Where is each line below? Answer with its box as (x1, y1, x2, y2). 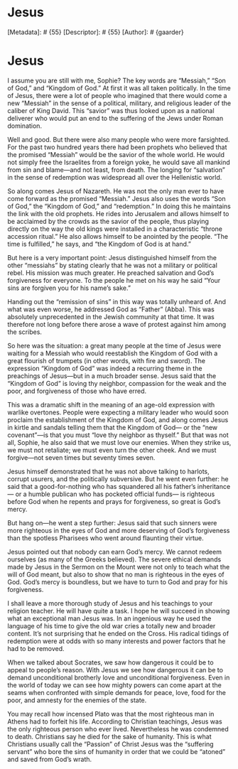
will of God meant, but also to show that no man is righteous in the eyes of (7, 570, 225, 579)
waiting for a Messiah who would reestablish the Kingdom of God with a (7, 349, 218, 357)
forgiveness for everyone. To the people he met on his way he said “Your (7, 276, 221, 284)
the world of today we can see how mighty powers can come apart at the (7, 680, 222, 689)
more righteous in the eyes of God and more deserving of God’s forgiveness (7, 526, 230, 534)
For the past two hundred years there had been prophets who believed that (7, 143, 227, 151)
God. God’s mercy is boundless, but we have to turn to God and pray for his (7, 577, 228, 586)
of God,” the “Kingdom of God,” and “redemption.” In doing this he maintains (7, 202, 231, 210)
